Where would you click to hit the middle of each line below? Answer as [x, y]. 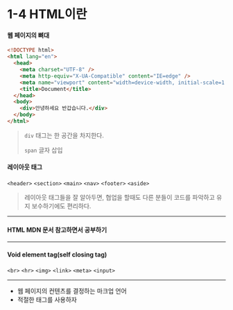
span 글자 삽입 [43, 150]
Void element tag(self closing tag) [57, 255]
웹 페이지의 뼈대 [28, 35]
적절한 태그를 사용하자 [47, 300]
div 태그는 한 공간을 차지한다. [64, 135]
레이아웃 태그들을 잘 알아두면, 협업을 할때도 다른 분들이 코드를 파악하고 [119, 198]
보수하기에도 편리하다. [61, 206]
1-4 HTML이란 [47, 14]
